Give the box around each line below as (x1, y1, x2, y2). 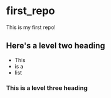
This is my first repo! (6, 24, 56, 31)
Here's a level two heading (6, 41, 106, 51)
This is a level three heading (6, 84, 88, 92)
